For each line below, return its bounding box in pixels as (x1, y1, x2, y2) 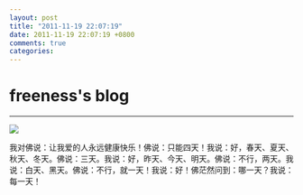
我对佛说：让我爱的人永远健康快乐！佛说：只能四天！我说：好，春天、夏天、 (9, 142, 294, 153)
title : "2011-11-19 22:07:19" (9, 22, 124, 31)
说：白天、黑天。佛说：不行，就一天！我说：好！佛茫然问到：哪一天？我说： (9, 164, 294, 176)
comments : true (9, 38, 67, 48)
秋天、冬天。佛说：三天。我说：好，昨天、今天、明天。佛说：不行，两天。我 (9, 153, 294, 164)
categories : (9, 47, 54, 56)
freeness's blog (9, 86, 130, 107)
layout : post (9, 13, 59, 23)
